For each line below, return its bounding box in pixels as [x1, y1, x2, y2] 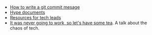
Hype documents [9, 9, 46, 15]
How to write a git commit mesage [9, 4, 80, 10]
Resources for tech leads [9, 15, 61, 20]
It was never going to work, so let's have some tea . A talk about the [9, 20, 148, 26]
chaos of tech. [9, 25, 40, 31]
